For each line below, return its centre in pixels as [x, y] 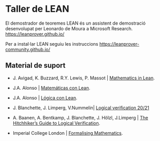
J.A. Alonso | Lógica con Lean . [45, 97]
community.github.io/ [28, 49]
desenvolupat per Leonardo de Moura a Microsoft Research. [69, 28]
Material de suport [35, 65]
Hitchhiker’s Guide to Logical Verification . [56, 123]
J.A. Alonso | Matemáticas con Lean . [52, 88]
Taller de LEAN [37, 9]
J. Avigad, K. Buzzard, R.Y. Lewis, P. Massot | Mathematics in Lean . [84, 78]
